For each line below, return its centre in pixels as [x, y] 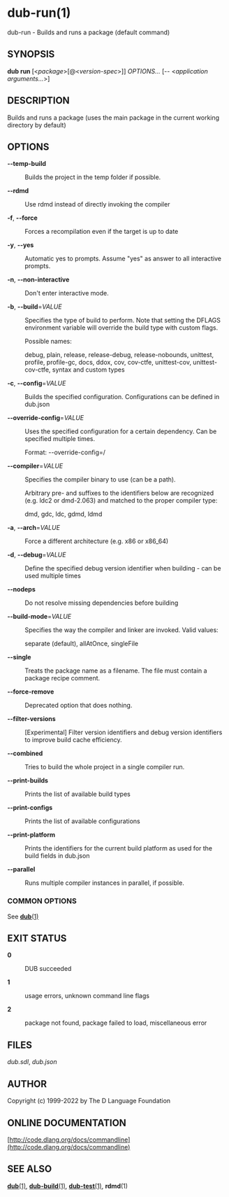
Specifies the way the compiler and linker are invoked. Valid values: [121, 630]
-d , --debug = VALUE [37, 555]
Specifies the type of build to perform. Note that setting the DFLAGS [123, 321]
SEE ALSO [30, 1169]
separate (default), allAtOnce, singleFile [81, 644]
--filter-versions [31, 719]
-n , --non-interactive [38, 280]
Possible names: [48, 342]
